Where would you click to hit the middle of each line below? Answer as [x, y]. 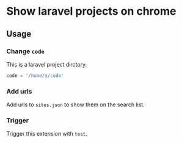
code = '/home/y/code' [35, 75]
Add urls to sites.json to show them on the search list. [75, 105]
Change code [25, 51]
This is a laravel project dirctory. [47, 64]
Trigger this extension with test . [47, 134]
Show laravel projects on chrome [91, 11]
